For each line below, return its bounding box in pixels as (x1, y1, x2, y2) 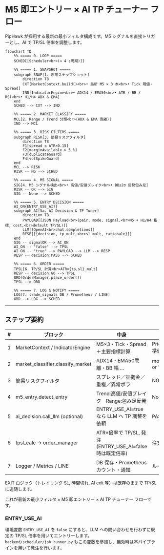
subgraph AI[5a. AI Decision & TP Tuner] (14, 208, 99, 213)
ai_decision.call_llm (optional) (15, 413, 83, 420)
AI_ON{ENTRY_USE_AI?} (14, 204, 58, 209)
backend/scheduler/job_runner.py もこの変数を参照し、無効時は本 (5, 539, 138, 545)
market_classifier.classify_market (15, 360, 92, 367)
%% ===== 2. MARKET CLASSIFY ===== (14, 111, 86, 117)
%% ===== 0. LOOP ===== (14, 53, 62, 58)
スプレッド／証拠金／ (96, 373, 145, 380)
